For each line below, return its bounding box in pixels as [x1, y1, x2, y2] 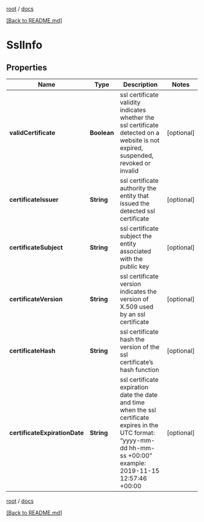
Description [123, 80, 158, 89]
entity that [120, 191, 149, 200]
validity [120, 98, 141, 106]
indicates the [120, 287, 157, 295]
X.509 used [120, 303, 154, 311]
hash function [120, 366, 160, 374]
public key [120, 263, 150, 270]
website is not [120, 136, 160, 145]
